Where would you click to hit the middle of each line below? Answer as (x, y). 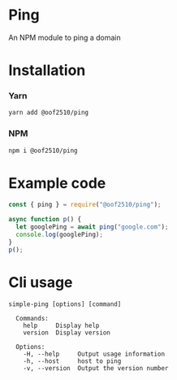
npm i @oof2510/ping (43, 151)
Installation (47, 70)
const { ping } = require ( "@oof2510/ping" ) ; (85, 205)
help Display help (61, 325)
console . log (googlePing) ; (60, 235)
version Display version (67, 332)
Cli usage (41, 282)
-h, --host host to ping (72, 361)
